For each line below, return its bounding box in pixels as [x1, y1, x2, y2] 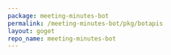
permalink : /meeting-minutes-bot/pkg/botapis [7, 19, 163, 27]
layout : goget [7, 27, 56, 35]
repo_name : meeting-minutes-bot [7, 34, 116, 43]
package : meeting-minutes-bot [7, 11, 110, 20]
